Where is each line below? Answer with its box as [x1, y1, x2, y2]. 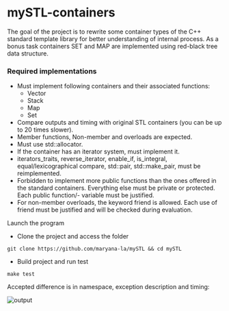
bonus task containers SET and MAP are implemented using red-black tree [7, 42, 218, 50]
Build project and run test [16, 258, 89, 266]
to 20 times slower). [16, 125, 74, 134]
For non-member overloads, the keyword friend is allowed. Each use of [16, 199, 217, 207]
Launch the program [7, 219, 65, 227]
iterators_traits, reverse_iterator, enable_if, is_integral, [16, 155, 167, 163]
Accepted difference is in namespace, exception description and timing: [7, 283, 210, 291]
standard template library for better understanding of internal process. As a [7, 34, 219, 42]
